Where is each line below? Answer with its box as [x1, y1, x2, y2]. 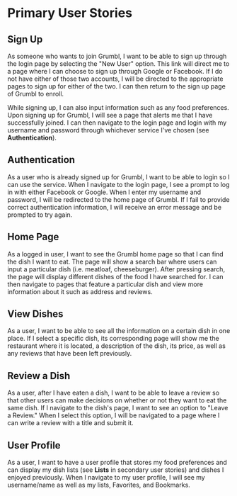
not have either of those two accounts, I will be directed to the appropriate [7, 74, 224, 83]
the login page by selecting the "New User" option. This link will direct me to [7, 60, 230, 68]
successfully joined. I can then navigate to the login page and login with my [7, 118, 227, 127]
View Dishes [7, 308, 64, 320]
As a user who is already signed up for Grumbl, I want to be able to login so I [7, 172, 230, 181]
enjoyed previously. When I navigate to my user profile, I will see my [7, 473, 205, 482]
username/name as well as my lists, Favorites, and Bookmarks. [7, 480, 191, 490]
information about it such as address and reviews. [7, 287, 154, 295]
